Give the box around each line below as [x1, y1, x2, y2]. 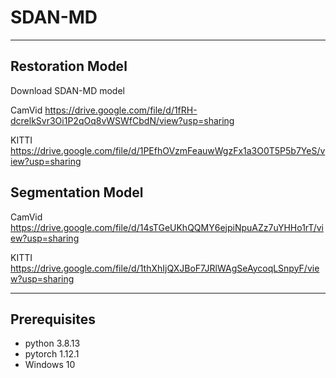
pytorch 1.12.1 [24, 348, 80, 360]
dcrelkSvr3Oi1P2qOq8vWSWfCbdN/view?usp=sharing [10, 114, 235, 126]
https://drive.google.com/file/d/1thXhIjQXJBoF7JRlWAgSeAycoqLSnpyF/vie [10, 262, 320, 274]
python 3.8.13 [24, 337, 81, 350]
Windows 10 [24, 359, 76, 371]
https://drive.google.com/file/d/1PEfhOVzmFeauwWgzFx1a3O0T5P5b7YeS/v [10, 144, 326, 156]
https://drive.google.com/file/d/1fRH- [44, 104, 198, 116]
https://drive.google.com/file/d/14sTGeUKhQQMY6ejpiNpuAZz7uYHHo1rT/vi [10, 221, 324, 233]
